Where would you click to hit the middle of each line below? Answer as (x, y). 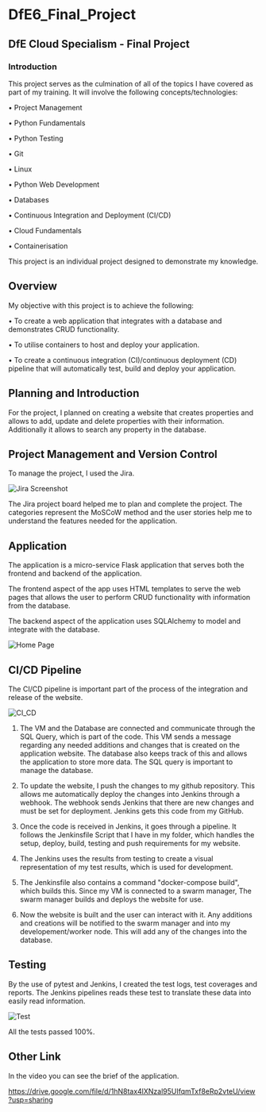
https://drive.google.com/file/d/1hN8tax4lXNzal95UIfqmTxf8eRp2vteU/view (132, 1091)
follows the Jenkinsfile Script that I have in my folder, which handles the (137, 834)
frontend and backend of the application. (75, 574)
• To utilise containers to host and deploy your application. (104, 344)
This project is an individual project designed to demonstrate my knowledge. (133, 261)
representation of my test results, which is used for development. (126, 867)
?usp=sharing (31, 1099)
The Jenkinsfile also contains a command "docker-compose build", (129, 882)
